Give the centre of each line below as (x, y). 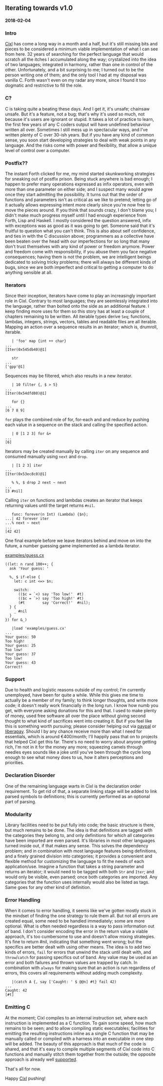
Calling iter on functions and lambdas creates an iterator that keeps (74, 500)
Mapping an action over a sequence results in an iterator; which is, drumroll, (81, 327)
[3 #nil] (14, 491)
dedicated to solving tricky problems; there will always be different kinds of (81, 262)
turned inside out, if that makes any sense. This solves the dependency (77, 846)
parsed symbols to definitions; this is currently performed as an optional (78, 796)
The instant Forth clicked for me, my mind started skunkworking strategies (80, 174)
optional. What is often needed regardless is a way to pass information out (80, 926)
